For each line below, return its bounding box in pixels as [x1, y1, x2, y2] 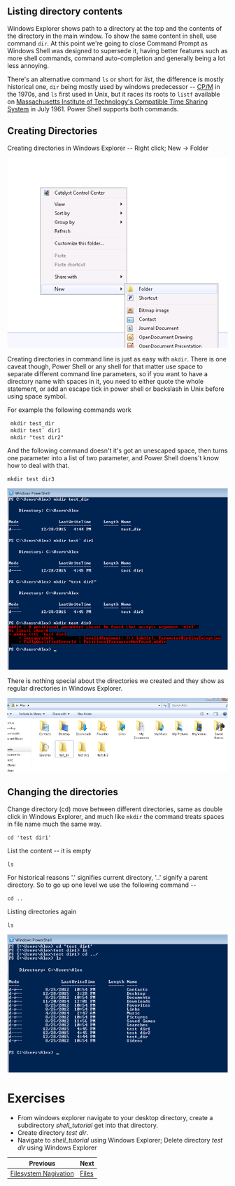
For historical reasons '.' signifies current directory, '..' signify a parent [7, 873, 208, 881]
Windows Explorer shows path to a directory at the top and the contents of [7, 24, 222, 32]
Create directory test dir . [17, 1129, 89, 1137]
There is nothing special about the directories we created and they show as [7, 676, 225, 685]
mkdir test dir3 [7, 476, 55, 483]
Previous [29, 1159, 56, 1167]
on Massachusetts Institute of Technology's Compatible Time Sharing [7, 97, 208, 106]
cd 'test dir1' [7, 834, 52, 841]
